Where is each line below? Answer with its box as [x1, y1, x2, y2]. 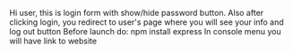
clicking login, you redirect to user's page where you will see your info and [9, 17, 284, 27]
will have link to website [9, 35, 97, 46]
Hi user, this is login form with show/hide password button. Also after [9, 8, 264, 18]
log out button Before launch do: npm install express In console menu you [9, 26, 281, 36]
